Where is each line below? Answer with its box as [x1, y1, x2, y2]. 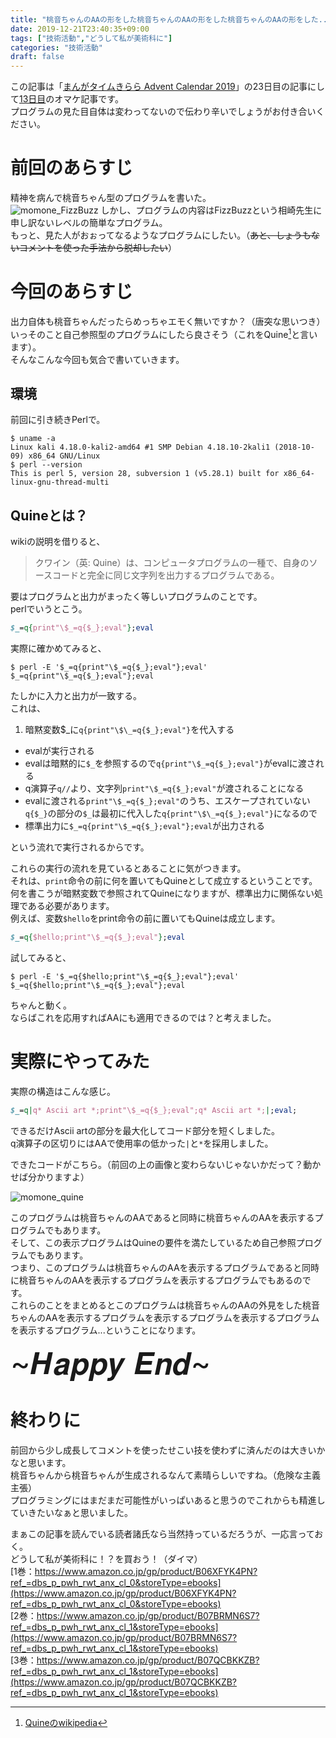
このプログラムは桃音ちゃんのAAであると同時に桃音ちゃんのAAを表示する [10, 1211, 315, 1223]
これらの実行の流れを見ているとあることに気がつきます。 [10, 862, 247, 875]
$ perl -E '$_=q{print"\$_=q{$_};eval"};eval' [10, 662, 208, 673]
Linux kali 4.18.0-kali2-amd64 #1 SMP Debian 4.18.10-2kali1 [10, 442, 271, 453]
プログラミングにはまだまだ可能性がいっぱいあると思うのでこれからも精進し [10, 1494, 326, 1506]
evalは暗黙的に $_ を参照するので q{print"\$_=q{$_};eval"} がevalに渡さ [24, 757, 316, 770]
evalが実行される [24, 745, 95, 757]
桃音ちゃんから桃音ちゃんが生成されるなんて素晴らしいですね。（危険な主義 [10, 1469, 321, 1481]
